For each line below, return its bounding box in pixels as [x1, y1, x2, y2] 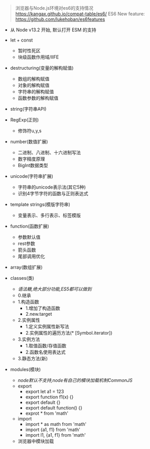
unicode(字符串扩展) [10, 173, 54, 179]
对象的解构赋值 [17, 82, 50, 88]
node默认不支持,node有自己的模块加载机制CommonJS [17, 377, 133, 383]
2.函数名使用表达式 [25, 349, 66, 355]
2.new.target [25, 311, 52, 317]
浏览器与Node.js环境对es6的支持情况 [15, 5, 94, 11]
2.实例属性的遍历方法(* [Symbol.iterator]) [25, 330, 113, 336]
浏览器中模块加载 [17, 438, 54, 444]
